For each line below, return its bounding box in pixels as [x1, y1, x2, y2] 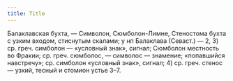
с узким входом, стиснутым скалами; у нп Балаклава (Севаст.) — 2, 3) [7, 36, 219, 45]
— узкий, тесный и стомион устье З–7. [7, 66, 121, 74]
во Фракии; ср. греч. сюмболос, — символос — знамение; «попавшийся [7, 51, 225, 60]
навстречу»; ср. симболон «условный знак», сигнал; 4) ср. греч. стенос [7, 58, 223, 66]
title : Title [7, 10, 45, 17]
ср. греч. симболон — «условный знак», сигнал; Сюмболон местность [7, 44, 220, 52]
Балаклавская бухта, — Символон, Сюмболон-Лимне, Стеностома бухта [7, 29, 227, 37]
